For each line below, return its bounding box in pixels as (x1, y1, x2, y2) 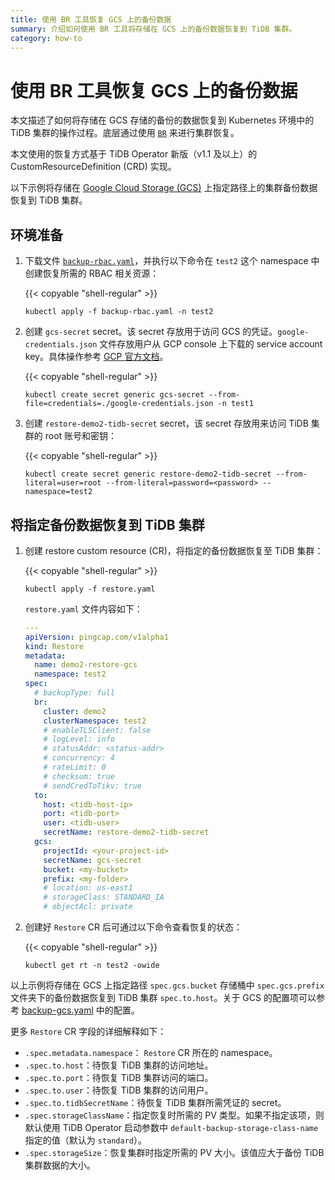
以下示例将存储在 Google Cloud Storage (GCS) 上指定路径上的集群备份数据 (10, 182, 318, 194)
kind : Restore (24, 641, 84, 651)
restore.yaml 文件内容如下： (24, 602, 143, 615)
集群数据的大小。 (24, 1159, 96, 1171)
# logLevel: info (43, 734, 115, 745)
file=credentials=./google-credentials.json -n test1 (24, 399, 254, 409)
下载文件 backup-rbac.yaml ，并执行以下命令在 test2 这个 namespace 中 (24, 255, 320, 267)
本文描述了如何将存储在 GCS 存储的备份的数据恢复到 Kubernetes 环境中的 (10, 114, 315, 126)
